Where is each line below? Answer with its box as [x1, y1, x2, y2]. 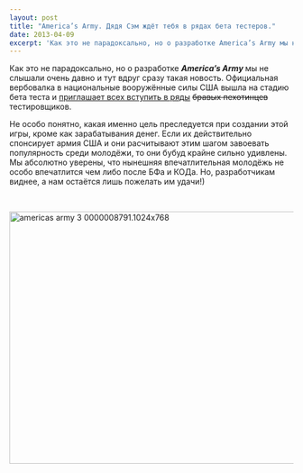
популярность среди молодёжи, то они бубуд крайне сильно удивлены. [9, 148, 288, 159]
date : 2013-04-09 [9, 30, 75, 39]
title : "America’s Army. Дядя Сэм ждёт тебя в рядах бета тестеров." [9, 22, 277, 31]
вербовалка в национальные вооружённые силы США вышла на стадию [9, 82, 289, 93]
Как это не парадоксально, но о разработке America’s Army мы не [9, 63, 269, 74]
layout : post [9, 13, 59, 23]
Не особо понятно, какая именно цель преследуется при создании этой [9, 119, 289, 130]
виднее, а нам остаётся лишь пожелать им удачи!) [9, 177, 206, 187]
